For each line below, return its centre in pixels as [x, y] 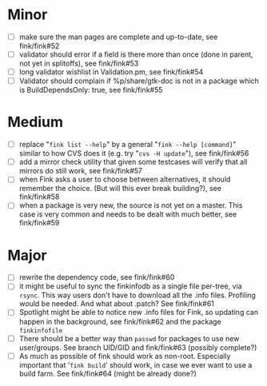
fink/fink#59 [39, 223]
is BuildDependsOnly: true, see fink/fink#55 [91, 90]
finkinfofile [41, 330]
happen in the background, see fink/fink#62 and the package [120, 321]
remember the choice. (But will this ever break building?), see [120, 189]
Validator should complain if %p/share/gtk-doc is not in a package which [139, 81]
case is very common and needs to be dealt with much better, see [128, 214]
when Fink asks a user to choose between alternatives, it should [125, 179]
